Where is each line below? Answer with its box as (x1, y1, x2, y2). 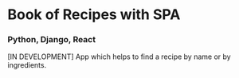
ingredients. (7, 60, 47, 70)
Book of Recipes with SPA (7, 6, 181, 24)
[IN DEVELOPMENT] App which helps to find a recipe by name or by (7, 52, 232, 61)
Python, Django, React (7, 34, 96, 45)
